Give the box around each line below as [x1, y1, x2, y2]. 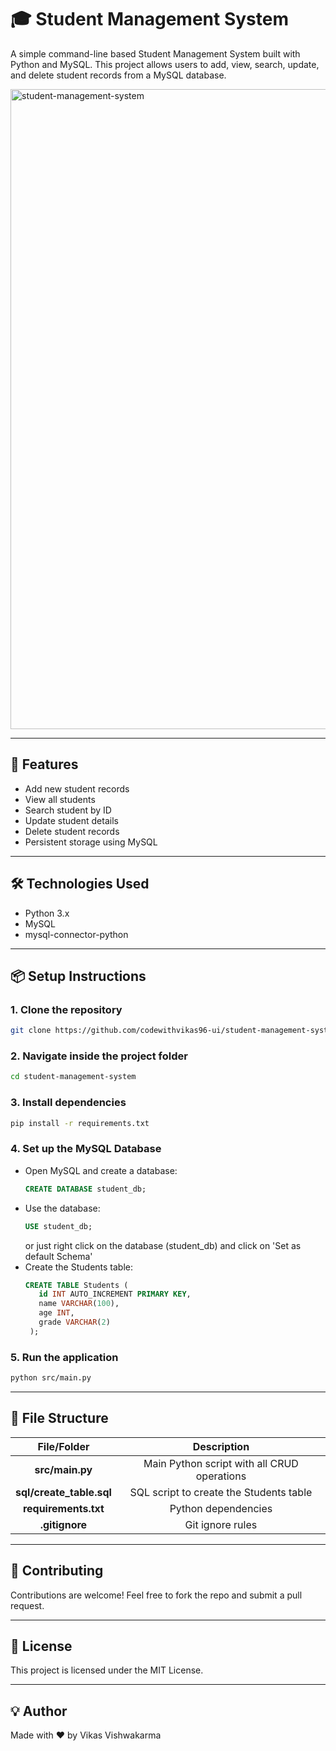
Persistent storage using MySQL [24, 836, 158, 848]
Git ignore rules [184, 1517, 258, 1531]
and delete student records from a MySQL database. [10, 69, 227, 81]
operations [195, 1469, 247, 1483]
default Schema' [24, 1250, 93, 1262]
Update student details [24, 814, 119, 826]
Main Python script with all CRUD [143, 1456, 299, 1470]
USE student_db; [24, 1221, 93, 1231]
